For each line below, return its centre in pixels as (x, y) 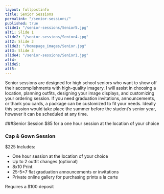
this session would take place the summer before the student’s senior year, (81, 109)
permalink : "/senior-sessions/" (38, 19)
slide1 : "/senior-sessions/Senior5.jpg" (47, 28)
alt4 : (11, 60)
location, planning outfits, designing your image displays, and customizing (80, 93)
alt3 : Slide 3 (20, 50)
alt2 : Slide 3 (20, 42)
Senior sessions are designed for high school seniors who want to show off (81, 83)
